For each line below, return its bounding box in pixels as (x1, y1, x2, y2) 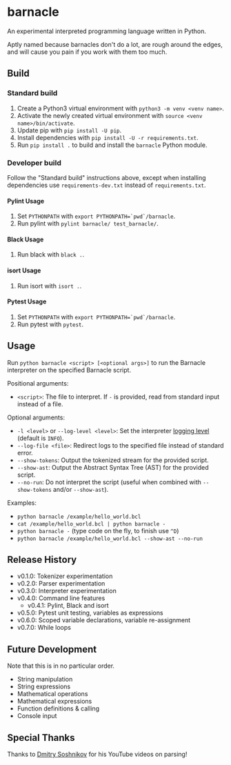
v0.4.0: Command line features (17, 594, 106, 602)
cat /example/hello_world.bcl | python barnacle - (17, 520, 166, 528)
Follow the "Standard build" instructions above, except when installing (7, 173, 206, 181)
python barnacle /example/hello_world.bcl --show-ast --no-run (17, 535, 203, 542)
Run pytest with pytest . (17, 320, 84, 328)
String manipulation (17, 675, 73, 684)
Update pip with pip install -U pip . (17, 126, 122, 135)
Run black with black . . (17, 250, 85, 259)
